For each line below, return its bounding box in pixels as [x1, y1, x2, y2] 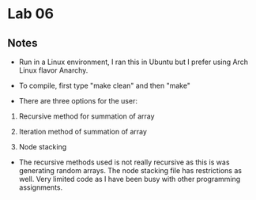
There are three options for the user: [18, 96, 137, 105]
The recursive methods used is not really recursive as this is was [18, 157, 230, 167]
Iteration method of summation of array [18, 127, 148, 136]
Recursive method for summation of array [18, 111, 155, 121]
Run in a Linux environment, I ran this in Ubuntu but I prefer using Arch [18, 57, 248, 66]
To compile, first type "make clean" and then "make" [18, 81, 191, 90]
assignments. [18, 183, 63, 192]
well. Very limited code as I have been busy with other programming [18, 175, 241, 183]
